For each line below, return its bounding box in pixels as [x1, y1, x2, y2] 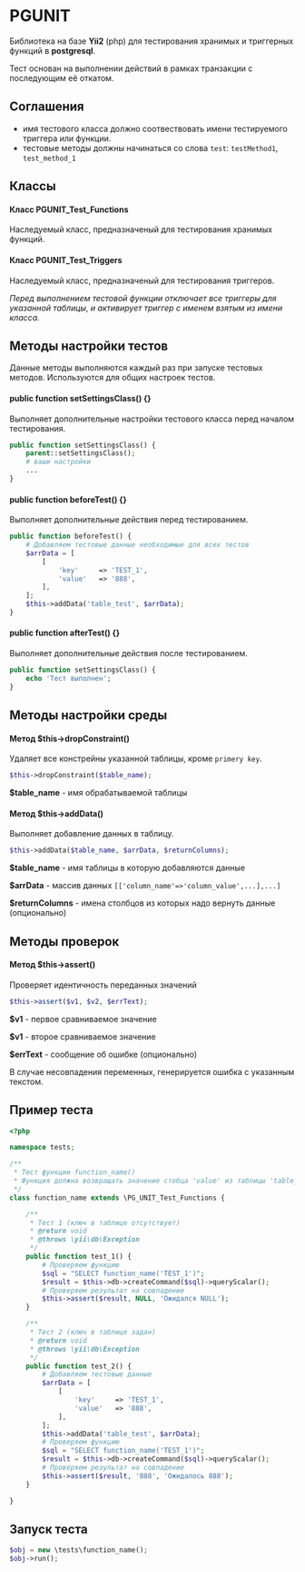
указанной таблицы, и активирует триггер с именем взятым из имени [9, 302, 283, 313]
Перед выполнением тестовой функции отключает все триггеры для [9, 292, 277, 303]
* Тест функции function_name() [13, 1168, 136, 1177]
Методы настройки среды [9, 707, 168, 724]
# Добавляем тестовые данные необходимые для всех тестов [25, 541, 250, 550]
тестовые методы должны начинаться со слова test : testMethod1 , [22, 142, 279, 153]
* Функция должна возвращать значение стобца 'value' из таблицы [13, 1176, 266, 1186]
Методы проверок [9, 934, 120, 949]
